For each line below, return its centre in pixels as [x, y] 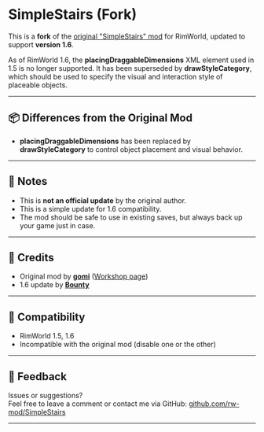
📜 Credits [31, 257]
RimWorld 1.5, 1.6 [47, 336]
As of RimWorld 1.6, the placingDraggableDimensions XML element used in [131, 60]
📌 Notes [28, 181]
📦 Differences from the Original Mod [100, 118]
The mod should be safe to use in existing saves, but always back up [131, 217]
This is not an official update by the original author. [103, 200]
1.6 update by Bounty [54, 285]
